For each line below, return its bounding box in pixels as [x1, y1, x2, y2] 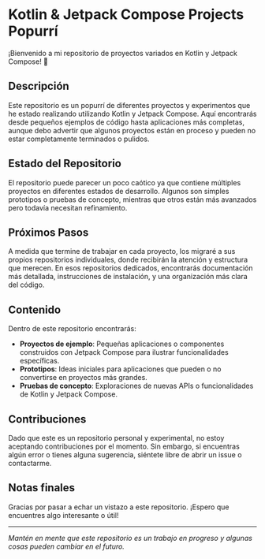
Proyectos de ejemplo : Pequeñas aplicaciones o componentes [19, 339, 225, 348]
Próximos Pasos [8, 225, 89, 239]
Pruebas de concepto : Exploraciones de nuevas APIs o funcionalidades [19, 381, 254, 391]
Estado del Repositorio [8, 157, 122, 170]
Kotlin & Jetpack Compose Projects [8, 6, 244, 24]
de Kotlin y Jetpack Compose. [19, 389, 118, 399]
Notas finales [8, 481, 76, 494]
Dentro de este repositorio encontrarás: [8, 324, 136, 334]
